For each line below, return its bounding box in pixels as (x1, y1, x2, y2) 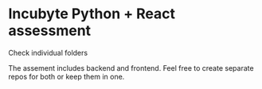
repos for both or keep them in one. (8, 72, 125, 81)
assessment (8, 21, 92, 40)
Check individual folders (8, 48, 88, 57)
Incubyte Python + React (8, 5, 176, 23)
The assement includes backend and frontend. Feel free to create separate (8, 63, 254, 72)
